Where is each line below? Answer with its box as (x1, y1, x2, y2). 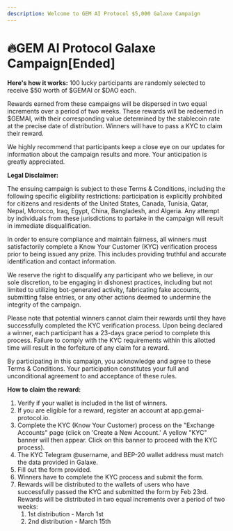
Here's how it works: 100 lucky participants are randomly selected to (7, 78, 206, 87)
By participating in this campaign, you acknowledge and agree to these (7, 357, 211, 365)
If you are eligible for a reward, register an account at (17, 406, 170, 415)
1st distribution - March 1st (27, 509, 104, 518)
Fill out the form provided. (17, 465, 92, 474)
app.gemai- (171, 406, 204, 415)
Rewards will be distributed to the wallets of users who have (17, 480, 190, 488)
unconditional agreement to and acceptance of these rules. (7, 371, 177, 380)
